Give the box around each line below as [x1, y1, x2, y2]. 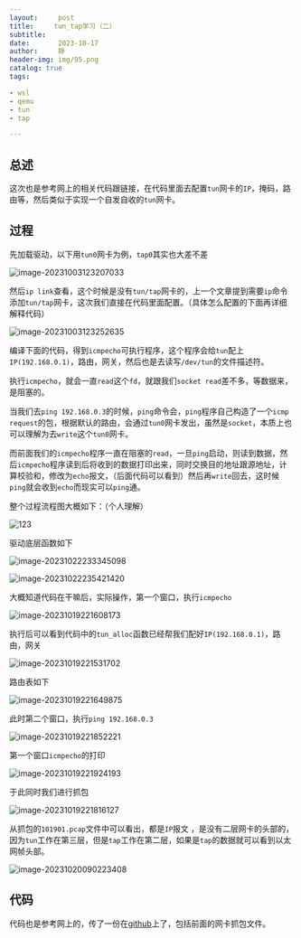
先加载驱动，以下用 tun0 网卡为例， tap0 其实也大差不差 [9, 249, 209, 259]
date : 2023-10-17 [9, 38, 99, 48]
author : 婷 [9, 47, 65, 56]
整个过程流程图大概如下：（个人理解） [9, 501, 148, 511]
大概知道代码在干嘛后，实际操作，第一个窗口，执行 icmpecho [9, 591, 232, 602]
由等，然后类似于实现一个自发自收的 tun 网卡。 [9, 194, 181, 205]
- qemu [9, 97, 34, 106]
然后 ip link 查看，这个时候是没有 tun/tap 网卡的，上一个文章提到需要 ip [9, 286, 273, 296]
